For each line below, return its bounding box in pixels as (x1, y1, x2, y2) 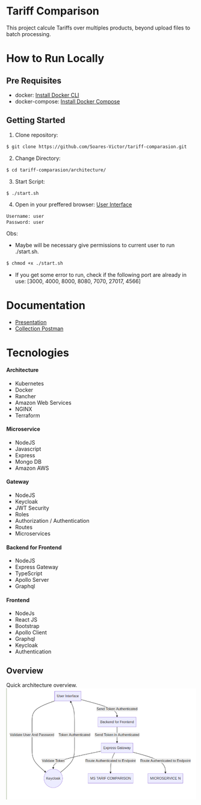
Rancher (14, 392, 36, 399)
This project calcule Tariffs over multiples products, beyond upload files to (6, 24, 191, 31)
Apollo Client (14, 629, 47, 636)
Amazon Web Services (14, 399, 72, 406)
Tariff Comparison (6, 4, 99, 18)
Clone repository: (14, 131, 58, 138)
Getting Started (6, 116, 66, 126)
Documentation (6, 299, 86, 312)
